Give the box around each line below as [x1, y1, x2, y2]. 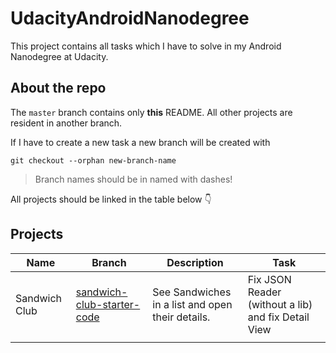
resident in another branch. [10, 117, 123, 129]
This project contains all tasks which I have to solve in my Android [10, 40, 282, 52]
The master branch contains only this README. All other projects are [10, 106, 293, 118]
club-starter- [75, 297, 141, 311]
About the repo [10, 80, 107, 97]
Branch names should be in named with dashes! [34, 173, 233, 185]
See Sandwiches [152, 285, 232, 299]
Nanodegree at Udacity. [10, 50, 109, 62]
